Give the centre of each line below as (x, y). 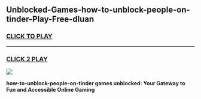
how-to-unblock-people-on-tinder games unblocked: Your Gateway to (96, 83)
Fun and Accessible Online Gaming (51, 89)
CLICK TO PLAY (29, 37)
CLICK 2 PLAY (27, 59)
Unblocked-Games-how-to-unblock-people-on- (98, 10)
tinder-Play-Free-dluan (50, 19)
